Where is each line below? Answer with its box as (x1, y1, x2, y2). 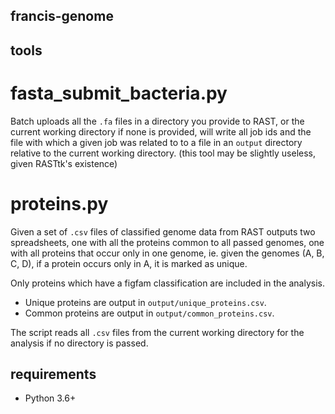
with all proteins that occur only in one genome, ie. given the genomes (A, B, (10, 247, 325, 259)
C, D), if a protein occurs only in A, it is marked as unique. (10, 257, 248, 269)
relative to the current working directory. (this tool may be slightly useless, (10, 147, 316, 159)
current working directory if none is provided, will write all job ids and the (10, 125, 312, 138)
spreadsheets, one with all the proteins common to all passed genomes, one (10, 236, 325, 248)
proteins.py (10, 192, 109, 215)
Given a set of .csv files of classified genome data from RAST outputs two (10, 225, 316, 238)
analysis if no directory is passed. (10, 337, 149, 349)
